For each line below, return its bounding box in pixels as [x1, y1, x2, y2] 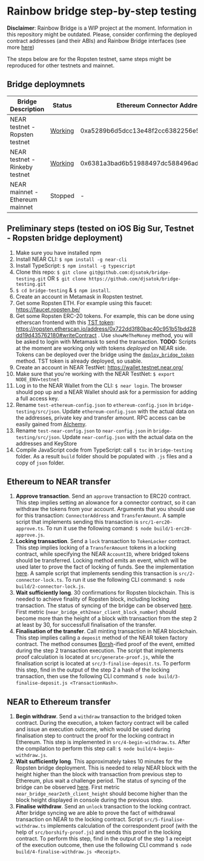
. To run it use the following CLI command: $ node [62, 576, 185, 584]
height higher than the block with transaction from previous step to [15, 771, 183, 778]
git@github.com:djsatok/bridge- [89, 269, 171, 275]
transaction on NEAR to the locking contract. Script [15, 816, 143, 823]
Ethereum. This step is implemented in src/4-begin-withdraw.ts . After [15, 739, 191, 746]
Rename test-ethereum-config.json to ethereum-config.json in [15, 401, 174, 408]
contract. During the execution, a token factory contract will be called [15, 719, 189, 727]
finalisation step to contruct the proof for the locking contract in [15, 732, 174, 739]
